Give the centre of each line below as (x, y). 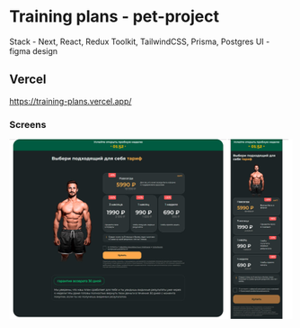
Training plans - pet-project (115, 17)
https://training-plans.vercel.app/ (71, 101)
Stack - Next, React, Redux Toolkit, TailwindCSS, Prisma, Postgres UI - (140, 41)
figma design (34, 50)
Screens (28, 124)
